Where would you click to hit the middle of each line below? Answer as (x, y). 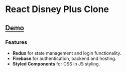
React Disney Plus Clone (57, 9)
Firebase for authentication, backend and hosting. (64, 58)
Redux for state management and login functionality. (67, 53)
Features (16, 42)
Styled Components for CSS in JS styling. (56, 63)
